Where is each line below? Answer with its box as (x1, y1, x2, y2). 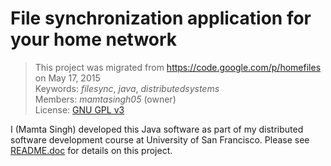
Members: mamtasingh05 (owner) (34, 93, 177, 105)
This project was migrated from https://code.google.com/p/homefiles (34, 61, 322, 73)
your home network (10, 28, 178, 51)
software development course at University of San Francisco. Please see (10, 133, 310, 146)
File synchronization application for (10, 7, 312, 30)
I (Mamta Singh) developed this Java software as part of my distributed (10, 123, 304, 135)
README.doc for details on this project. (10, 144, 173, 156)
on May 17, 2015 (34, 72, 101, 84)
